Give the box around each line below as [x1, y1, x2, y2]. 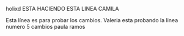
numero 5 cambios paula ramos [6, 23, 86, 30]
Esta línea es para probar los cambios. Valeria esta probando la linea [6, 17, 178, 23]
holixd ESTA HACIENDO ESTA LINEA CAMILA [6, 5, 119, 12]
